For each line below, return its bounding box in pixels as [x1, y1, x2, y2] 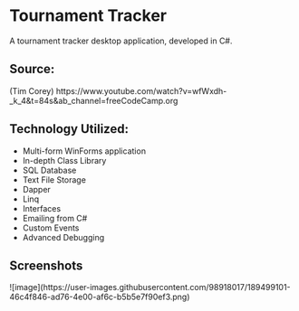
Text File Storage [22, 174, 86, 185]
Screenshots [9, 258, 83, 273]
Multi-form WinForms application [22, 146, 147, 156]
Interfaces [22, 203, 62, 213]
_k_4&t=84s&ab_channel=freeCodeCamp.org [9, 95, 178, 106]
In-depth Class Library [22, 155, 107, 165]
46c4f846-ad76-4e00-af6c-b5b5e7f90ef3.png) [9, 291, 190, 303]
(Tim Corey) [9, 85, 54, 96]
